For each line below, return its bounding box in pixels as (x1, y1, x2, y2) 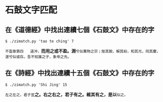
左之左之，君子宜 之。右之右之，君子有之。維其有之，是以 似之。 (5, 91, 128, 97)
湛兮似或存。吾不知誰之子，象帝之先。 (5, 54, 72, 59)
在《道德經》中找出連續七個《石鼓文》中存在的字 (5, 25, 155, 34)
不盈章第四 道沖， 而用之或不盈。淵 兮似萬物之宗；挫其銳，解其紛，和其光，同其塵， (5, 48, 161, 54)
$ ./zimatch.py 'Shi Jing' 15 (5, 82, 68, 87)
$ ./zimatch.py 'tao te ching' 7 (5, 39, 74, 44)
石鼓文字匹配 (5, 4, 58, 16)
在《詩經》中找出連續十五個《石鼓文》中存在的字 (5, 69, 155, 77)
